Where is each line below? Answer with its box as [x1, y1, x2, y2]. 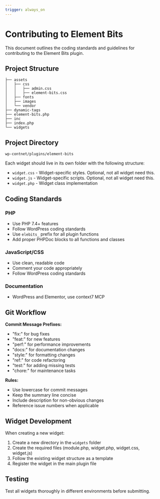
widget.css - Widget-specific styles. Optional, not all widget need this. [12, 170, 155, 176]
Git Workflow [5, 308, 47, 317]
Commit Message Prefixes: [5, 322, 62, 328]
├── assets [5, 78, 28, 83]
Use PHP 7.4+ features [12, 220, 59, 226]
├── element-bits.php [5, 112, 50, 117]
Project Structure [5, 64, 59, 73]
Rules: [5, 377, 19, 383]
